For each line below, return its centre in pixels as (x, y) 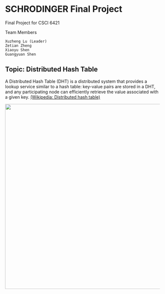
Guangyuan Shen (21, 54)
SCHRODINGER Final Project (64, 9)
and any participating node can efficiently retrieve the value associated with (82, 92)
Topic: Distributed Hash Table (52, 69)
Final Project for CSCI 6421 (32, 23)
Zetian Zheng (18, 45)
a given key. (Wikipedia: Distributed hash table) (53, 97)
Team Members (21, 32)
